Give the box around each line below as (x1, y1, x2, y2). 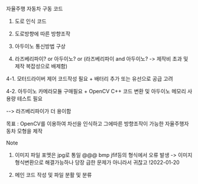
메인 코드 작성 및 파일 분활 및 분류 (14, 172, 92, 178)
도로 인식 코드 (14, 18, 47, 25)
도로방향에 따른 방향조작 (14, 30, 71, 37)
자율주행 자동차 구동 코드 (6, 5, 63, 12)
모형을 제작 (17, 127, 43, 134)
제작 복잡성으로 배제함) (14, 63, 68, 70)
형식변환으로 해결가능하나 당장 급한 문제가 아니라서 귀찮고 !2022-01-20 (14, 159, 180, 166)
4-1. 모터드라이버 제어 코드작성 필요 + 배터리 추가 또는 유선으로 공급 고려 (6, 75, 173, 82)
